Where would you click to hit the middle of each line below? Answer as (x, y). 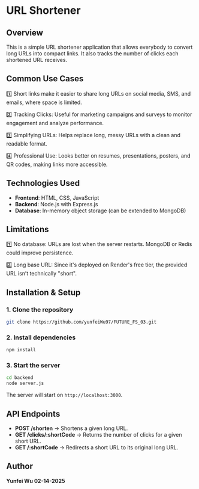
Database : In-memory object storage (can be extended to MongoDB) (100, 211)
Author (19, 466)
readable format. (27, 143)
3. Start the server (33, 366)
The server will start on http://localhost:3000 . (64, 395)
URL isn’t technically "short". (41, 274)
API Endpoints (33, 414)
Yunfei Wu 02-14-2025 (36, 481)
